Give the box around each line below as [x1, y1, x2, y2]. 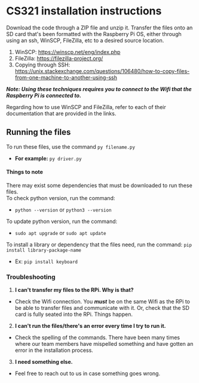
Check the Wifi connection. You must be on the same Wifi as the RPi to [14, 298, 190, 305]
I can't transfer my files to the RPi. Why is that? [14, 287, 134, 294]
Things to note [6, 168, 44, 176]
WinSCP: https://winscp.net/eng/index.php [14, 48, 121, 55]
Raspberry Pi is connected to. [6, 92, 82, 99]
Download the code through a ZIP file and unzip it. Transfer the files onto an [6, 24, 193, 31]
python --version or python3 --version [14, 206, 112, 213]
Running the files [6, 127, 71, 137]
